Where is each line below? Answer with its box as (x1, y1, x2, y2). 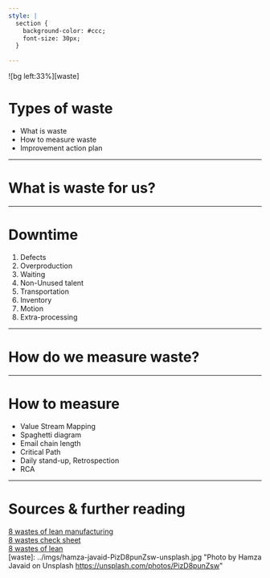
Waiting (19, 269, 46, 279)
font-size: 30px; (22, 34, 81, 43)
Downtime (8, 226, 79, 244)
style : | (8, 11, 38, 20)
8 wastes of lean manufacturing (8, 526, 114, 536)
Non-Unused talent (19, 278, 84, 287)
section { (15, 19, 48, 27)
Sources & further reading (8, 500, 186, 518)
